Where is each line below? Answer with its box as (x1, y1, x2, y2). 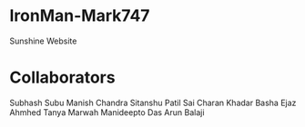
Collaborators (9, 67, 116, 88)
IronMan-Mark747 (9, 5, 150, 26)
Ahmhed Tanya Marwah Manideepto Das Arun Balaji (9, 106, 205, 118)
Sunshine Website (9, 35, 77, 46)
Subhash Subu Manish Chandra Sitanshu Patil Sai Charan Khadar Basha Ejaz (9, 97, 297, 108)
